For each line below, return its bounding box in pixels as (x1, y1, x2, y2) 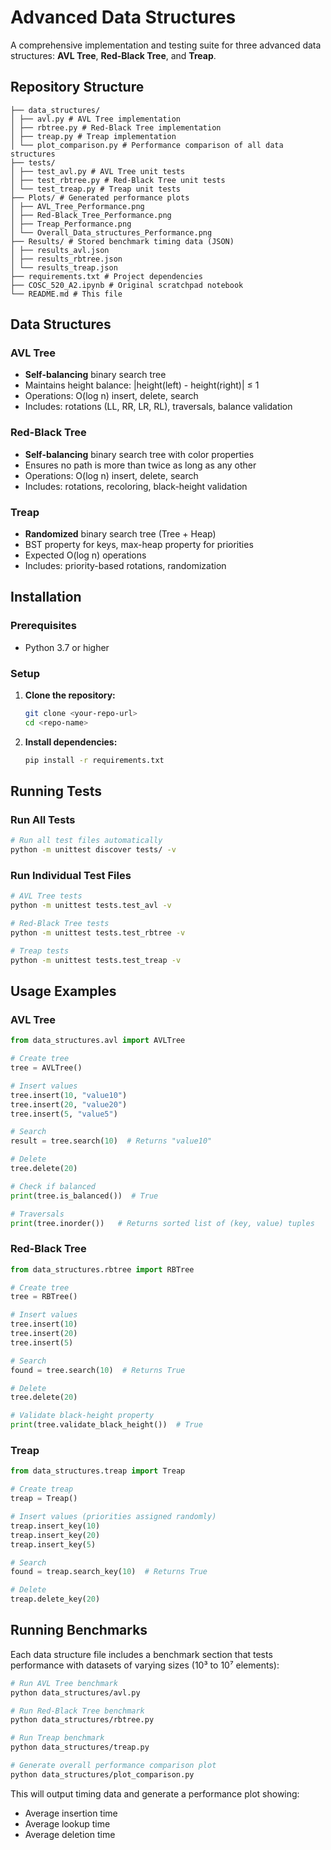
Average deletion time (24, 1828, 116, 1840)
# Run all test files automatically (10, 836, 163, 846)
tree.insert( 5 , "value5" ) (10, 1109, 118, 1119)
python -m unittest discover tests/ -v (10, 845, 177, 855)
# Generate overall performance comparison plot (10, 1761, 217, 1771)
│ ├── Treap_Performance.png (10, 219, 132, 229)
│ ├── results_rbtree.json (10, 254, 123, 264)
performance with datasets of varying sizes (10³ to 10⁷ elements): (10, 1659, 280, 1671)
